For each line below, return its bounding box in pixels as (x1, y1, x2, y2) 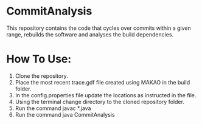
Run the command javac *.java (15, 105, 91, 112)
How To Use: (6, 52, 72, 66)
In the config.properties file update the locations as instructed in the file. (15, 91, 197, 98)
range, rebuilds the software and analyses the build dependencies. (6, 30, 174, 38)
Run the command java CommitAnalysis (15, 111, 115, 118)
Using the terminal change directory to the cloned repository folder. (15, 98, 184, 105)
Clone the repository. (15, 72, 68, 80)
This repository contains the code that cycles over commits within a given (6, 24, 192, 32)
